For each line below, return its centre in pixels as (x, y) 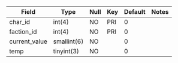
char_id (20, 22)
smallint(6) (68, 41)
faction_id (23, 31)
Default (135, 12)
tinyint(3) (66, 51)
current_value (28, 41)
